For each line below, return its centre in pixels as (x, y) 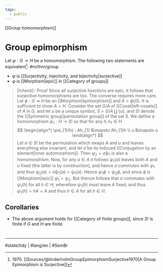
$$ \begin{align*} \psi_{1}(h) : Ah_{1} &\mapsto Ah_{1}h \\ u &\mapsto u (88, 130)
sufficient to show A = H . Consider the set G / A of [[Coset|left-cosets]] (87, 106)
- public (18, 14)
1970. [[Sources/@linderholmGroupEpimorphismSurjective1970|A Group (84, 259)
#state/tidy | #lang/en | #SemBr (37, 245)
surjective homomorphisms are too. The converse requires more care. (87, 96)
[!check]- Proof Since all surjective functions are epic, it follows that (85, 91)
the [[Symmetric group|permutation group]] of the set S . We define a (86, 116)
